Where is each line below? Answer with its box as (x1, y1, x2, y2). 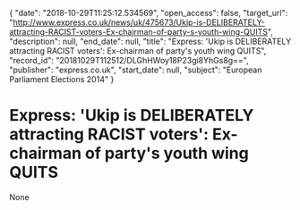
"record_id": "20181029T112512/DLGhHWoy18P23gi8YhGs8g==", (9, 55, 249, 65)
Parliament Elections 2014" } (9, 74, 115, 84)
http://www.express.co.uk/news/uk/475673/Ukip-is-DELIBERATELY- (13, 17, 266, 28)
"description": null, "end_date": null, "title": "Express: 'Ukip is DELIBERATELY (9, 36, 292, 46)
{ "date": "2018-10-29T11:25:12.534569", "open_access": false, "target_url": (9, 8, 288, 18)
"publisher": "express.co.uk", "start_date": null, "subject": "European (9, 64, 262, 75)
